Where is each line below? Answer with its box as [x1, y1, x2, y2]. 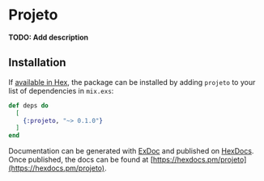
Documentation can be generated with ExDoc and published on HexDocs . [8, 146, 254, 156]
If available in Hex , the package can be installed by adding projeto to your [8, 77, 256, 86]
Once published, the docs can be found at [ [8, 155, 154, 165]
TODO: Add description [8, 32, 89, 42]
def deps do [8, 101, 49, 110]
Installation [8, 56, 66, 69]
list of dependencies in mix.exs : [8, 86, 114, 95]
